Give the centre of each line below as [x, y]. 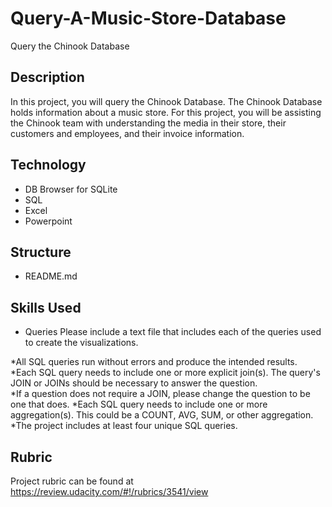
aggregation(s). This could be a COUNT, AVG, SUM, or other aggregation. [162, 415]
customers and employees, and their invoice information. [127, 133]
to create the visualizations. [81, 343]
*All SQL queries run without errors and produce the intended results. [154, 362]
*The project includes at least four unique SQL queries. [124, 426]
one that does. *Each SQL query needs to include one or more [139, 404]
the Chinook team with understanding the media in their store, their [148, 123]
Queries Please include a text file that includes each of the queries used [173, 332]
